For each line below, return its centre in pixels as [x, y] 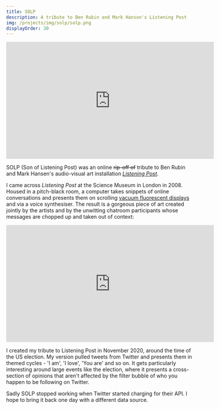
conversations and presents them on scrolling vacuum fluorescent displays [98, 198]
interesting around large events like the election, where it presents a [89, 370]
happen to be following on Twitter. [48, 382]
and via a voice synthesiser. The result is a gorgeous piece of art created [95, 204]
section [15, 376]
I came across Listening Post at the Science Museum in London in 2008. [94, 185]
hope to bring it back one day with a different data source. [77, 400]
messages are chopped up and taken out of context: [70, 217]
